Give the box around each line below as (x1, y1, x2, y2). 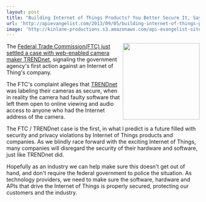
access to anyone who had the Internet (6, 107, 105, 114)
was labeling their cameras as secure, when (6, 87, 118, 95)
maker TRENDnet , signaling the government (6, 56, 118, 63)
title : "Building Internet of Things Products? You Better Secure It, (6, 15, 191, 21)
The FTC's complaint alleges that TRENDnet (6, 81, 118, 88)
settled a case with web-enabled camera (6, 50, 110, 57)
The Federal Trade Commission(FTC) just (6, 43, 110, 50)
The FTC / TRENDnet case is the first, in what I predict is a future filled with (6, 125, 196, 132)
